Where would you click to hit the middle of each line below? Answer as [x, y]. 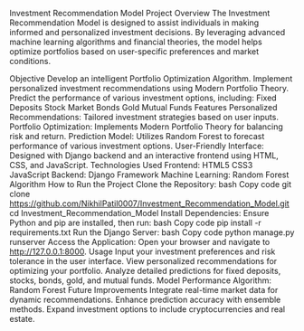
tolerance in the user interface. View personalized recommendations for [143, 261]
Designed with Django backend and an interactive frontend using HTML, [144, 156]
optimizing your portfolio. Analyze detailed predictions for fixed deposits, [145, 271]
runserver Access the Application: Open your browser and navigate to [140, 242]
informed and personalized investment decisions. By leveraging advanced [147, 32]
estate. [22, 319]
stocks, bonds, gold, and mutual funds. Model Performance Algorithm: [141, 280]
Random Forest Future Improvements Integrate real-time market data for [144, 290]
